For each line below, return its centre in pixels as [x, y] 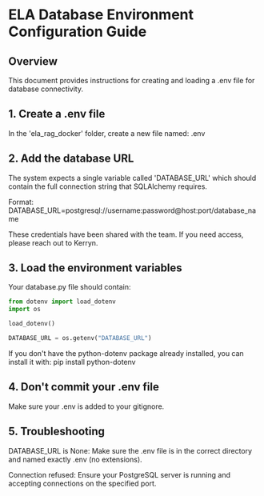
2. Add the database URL [71, 159]
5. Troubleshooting [57, 432]
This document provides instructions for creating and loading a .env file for [132, 80]
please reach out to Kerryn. [53, 242]
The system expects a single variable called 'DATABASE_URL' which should [132, 178]
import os [25, 310]
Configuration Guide [78, 32]
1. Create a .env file [57, 114]
